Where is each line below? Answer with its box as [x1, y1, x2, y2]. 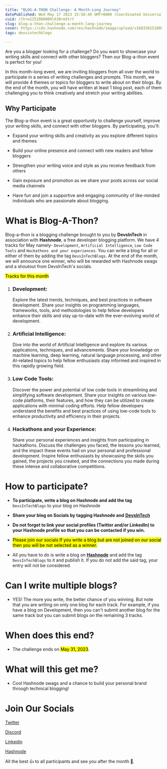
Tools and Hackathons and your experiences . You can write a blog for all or [5, 247, 158, 253]
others [12, 167, 26, 173]
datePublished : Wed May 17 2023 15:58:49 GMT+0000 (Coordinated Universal [5, 12, 164, 17]
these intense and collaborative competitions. [12, 463, 106, 469]
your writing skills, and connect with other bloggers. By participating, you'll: [5, 123, 160, 129]
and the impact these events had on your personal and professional [12, 447, 151, 454]
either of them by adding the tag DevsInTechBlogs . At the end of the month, [5, 253, 158, 259]
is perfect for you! [5, 59, 42, 65]
